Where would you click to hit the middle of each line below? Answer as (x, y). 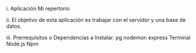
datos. (14, 26)
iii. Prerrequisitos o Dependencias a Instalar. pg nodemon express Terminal (98, 37)
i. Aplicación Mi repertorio (38, 9)
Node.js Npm (22, 44)
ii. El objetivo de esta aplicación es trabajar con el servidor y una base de (96, 20)
